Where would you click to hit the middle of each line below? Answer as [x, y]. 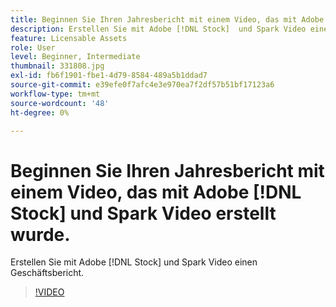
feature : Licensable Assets [69, 38]
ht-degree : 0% [40, 112]
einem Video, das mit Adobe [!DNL [156, 192]
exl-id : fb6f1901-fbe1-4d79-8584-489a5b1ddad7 [109, 76]
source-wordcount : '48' [60, 103]
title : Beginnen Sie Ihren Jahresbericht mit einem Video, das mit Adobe [167, 19]
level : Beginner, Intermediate [75, 57]
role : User [33, 47]
